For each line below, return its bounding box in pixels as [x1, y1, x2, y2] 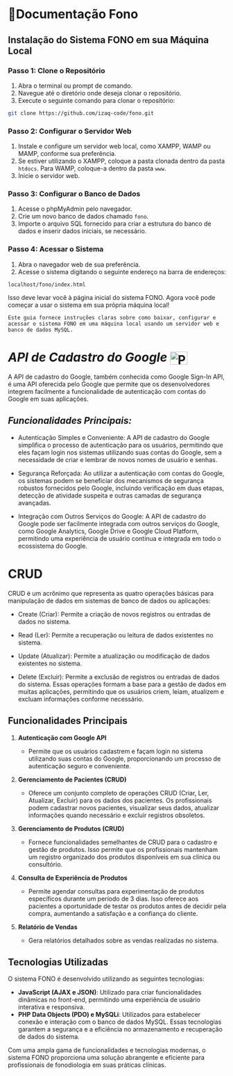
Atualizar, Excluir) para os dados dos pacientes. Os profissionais [28, 796, 212, 805]
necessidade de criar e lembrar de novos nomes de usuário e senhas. [17, 455, 218, 464]
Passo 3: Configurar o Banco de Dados [8, 189, 141, 198]
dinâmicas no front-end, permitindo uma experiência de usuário [17, 995, 200, 1004]
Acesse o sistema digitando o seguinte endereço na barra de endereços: [17, 267, 226, 276]
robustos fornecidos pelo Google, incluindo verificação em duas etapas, [17, 484, 225, 492]
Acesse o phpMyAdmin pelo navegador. [17, 205, 132, 213]
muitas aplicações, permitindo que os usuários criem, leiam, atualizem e [17, 687, 225, 695]
